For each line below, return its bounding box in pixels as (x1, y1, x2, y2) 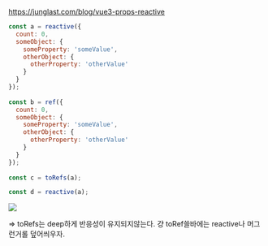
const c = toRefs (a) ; (8, 174, 82, 182)
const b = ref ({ (8, 97, 63, 106)
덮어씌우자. (29, 229, 66, 239)
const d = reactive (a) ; (8, 188, 89, 196)
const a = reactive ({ (8, 23, 82, 31)
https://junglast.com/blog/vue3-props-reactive (8, 7, 165, 16)
